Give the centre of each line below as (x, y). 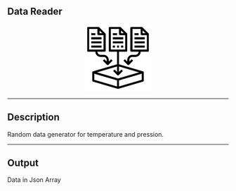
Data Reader (35, 12)
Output (23, 163)
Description (33, 117)
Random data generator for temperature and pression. (85, 134)
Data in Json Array (34, 180)
